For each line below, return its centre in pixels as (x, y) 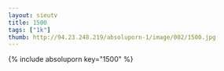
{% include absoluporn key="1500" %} (71, 59)
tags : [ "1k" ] (29, 30)
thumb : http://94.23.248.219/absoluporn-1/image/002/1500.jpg (112, 37)
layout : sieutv (33, 15)
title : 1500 (28, 23)
